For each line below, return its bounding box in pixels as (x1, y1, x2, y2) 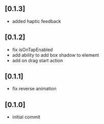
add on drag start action (12, 57, 63, 63)
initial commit (12, 114, 40, 120)
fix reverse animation (12, 86, 57, 92)
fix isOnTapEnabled (12, 46, 53, 53)
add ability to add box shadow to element (12, 52, 99, 58)
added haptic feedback (12, 18, 62, 24)
